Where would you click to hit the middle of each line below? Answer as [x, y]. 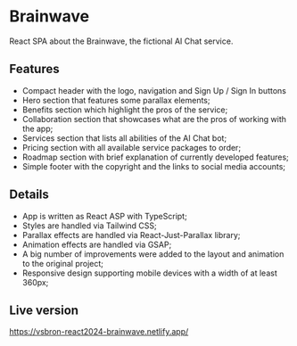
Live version [44, 310]
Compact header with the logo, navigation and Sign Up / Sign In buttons [154, 90]
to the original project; [63, 263]
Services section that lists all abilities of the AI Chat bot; [124, 138]
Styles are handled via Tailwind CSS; [90, 226]
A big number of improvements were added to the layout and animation [153, 254]
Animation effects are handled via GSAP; [97, 244]
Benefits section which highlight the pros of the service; [125, 110]
